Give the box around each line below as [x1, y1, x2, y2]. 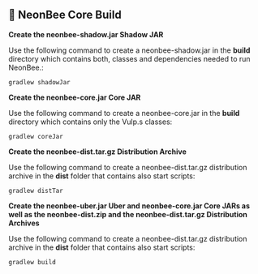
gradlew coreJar [8, 132, 63, 140]
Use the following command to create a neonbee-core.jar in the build [8, 108, 240, 118]
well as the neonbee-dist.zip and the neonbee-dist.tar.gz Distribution [8, 209, 247, 219]
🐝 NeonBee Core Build [8, 8, 122, 22]
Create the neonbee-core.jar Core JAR [8, 92, 141, 102]
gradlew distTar [8, 186, 63, 195]
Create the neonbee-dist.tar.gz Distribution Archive [8, 147, 187, 156]
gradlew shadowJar [8, 78, 71, 86]
